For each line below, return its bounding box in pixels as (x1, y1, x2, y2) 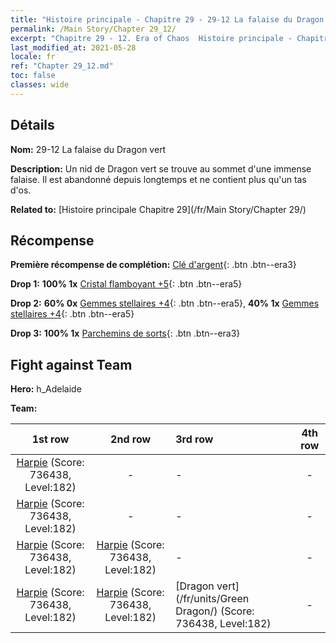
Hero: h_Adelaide (10, 383, 82, 395)
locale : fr (10, 52, 56, 62)
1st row (31, 432, 70, 446)
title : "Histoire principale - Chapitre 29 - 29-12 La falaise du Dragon (10, 14, 325, 25)
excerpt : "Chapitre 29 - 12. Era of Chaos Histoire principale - (10, 33, 293, 43)
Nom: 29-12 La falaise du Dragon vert (10, 143, 167, 155)
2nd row (110, 432, 152, 446)
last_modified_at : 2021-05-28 (10, 42, 137, 53)
